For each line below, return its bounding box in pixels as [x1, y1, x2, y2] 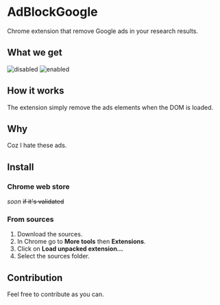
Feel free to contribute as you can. [7, 290, 104, 299]
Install [7, 161, 34, 172]
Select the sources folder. [16, 252, 90, 260]
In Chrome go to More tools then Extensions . [16, 238, 146, 246]
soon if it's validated [7, 197, 64, 206]
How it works [7, 85, 64, 97]
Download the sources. [16, 230, 83, 238]
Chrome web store [7, 181, 70, 191]
